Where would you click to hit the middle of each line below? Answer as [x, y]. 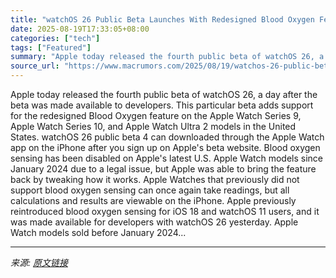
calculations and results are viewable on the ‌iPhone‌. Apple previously [153, 200]
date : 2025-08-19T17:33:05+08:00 [80, 29]
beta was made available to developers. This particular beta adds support [162, 105]
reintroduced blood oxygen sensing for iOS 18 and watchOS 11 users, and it [165, 211]
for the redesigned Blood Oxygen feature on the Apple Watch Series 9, [156, 115]
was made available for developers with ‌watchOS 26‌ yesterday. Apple [154, 222]
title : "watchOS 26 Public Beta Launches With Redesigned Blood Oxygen [162, 19]
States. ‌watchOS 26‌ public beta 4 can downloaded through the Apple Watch [167, 137]
